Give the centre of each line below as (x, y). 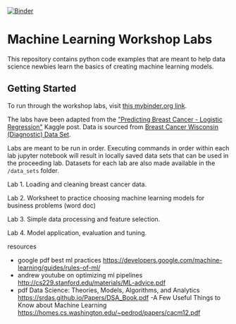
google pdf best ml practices (59, 260)
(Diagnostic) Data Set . (39, 134)
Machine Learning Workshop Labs (110, 40)
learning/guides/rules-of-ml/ (59, 268)
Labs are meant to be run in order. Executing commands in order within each (118, 148)
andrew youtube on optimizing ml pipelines (80, 275)
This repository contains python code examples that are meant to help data (116, 59)
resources (22, 246)
